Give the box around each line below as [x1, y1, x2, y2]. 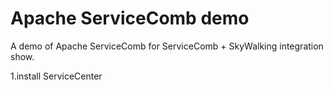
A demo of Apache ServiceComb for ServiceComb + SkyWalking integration [10, 40, 324, 52]
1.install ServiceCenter [10, 70, 103, 82]
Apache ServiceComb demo [10, 7, 250, 30]
